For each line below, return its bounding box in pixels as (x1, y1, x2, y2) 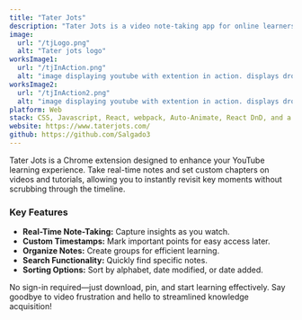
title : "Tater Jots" (9, 13, 87, 22)
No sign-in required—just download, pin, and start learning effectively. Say (9, 282, 286, 293)
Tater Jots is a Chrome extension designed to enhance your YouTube (9, 155, 265, 165)
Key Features (9, 206, 69, 218)
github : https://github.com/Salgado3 (9, 130, 151, 139)
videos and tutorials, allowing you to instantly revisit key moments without (9, 173, 283, 184)
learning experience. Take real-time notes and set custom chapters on (9, 164, 270, 175)
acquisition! (9, 301, 52, 312)
